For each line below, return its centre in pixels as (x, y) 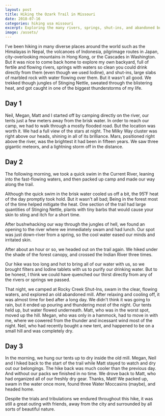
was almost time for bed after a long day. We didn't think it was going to (78, 299)
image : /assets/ (22, 32)
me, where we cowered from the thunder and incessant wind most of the (79, 320)
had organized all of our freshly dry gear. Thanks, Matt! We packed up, (77, 379)
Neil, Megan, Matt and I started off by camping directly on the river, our (77, 115)
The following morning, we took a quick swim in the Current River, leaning (80, 174)
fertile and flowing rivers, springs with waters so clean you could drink (76, 67)
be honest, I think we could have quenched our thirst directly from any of (79, 274)
